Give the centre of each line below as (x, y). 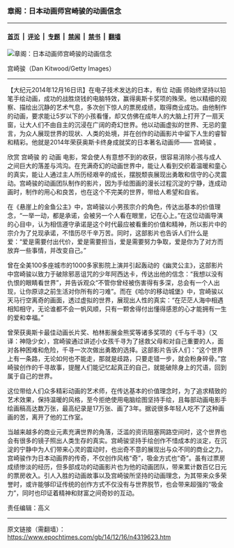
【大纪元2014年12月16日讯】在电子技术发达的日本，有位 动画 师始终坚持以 (114, 89)
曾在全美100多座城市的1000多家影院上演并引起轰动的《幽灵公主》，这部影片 (116, 265)
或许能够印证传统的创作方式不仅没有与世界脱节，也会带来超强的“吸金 (125, 484)
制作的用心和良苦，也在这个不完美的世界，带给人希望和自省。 (114, 192)
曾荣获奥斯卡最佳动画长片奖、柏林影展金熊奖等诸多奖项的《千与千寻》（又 (112, 332)
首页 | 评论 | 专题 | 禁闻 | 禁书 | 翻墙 (64, 36)
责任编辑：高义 (29, 508)
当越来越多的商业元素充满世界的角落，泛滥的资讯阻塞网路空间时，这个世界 (114, 431)
